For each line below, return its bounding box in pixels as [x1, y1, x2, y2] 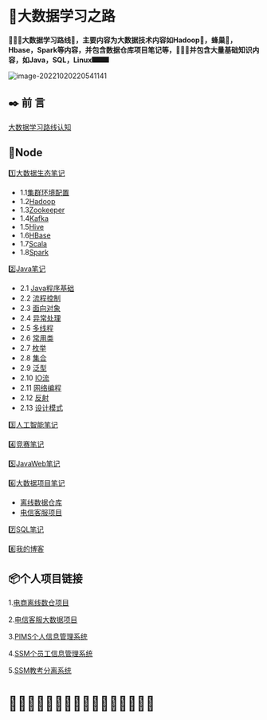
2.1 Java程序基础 [19, 283, 75, 293]
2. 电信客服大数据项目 [8, 615, 78, 624]
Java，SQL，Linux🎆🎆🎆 [29, 55, 109, 65]
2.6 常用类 [19, 332, 54, 343]
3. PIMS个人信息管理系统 [8, 631, 88, 642]
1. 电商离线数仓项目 [8, 598, 69, 608]
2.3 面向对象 [19, 303, 61, 313]
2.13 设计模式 [19, 403, 64, 412]
